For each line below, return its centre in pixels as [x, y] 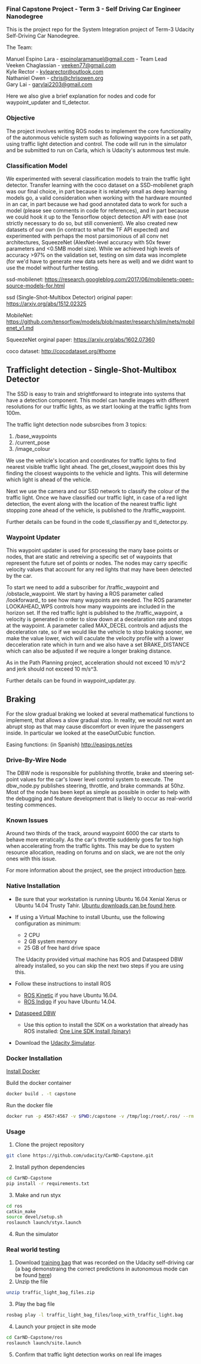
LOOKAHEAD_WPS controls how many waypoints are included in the [91, 606]
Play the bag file [35, 1304]
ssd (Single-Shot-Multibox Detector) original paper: [70, 297]
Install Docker [23, 1071]
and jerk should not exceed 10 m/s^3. [52, 669]
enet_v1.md [20, 328]
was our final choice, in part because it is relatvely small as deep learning [97, 191]
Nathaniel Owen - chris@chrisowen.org [55, 78]
